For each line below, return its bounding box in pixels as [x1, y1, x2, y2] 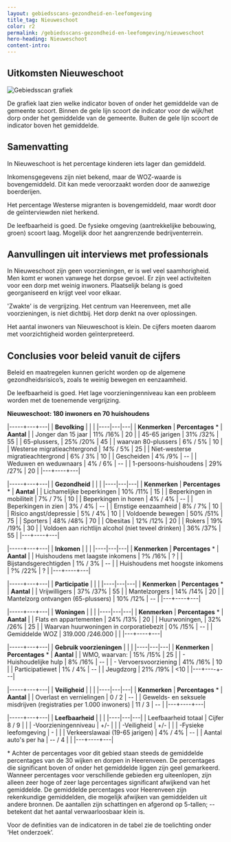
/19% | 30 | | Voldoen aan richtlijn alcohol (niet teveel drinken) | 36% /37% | [7, 524, 221, 532]
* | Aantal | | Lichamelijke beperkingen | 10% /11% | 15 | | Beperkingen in [7, 487, 212, 496]
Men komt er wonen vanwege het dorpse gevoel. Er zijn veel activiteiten [7, 274, 212, 282]
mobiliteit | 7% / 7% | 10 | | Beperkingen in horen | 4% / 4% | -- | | [7, 495, 194, 503]
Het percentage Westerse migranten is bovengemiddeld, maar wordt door [7, 200, 217, 209]
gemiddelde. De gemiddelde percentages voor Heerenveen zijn [7, 786, 187, 794]
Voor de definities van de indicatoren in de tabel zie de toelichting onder [7, 821, 212, 830]
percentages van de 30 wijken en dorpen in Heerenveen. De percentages [7, 757, 215, 765]
